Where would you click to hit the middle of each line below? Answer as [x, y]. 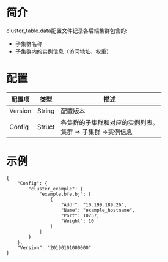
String [46, 111]
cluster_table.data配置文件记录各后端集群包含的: [67, 31]
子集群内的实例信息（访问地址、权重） [63, 51]
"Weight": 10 [78, 221]
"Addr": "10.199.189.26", [94, 205]
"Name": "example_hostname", [98, 210]
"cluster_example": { [56, 189]
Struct [46, 127]
